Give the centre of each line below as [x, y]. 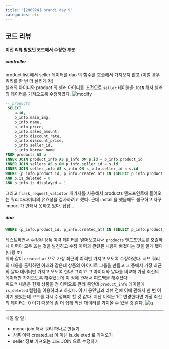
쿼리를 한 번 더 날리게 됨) [29, 81]
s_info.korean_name [35, 150]
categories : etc [22, 15]
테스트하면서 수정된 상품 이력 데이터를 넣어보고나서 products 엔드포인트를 [77, 240]
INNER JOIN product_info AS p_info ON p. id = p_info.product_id [74, 159]
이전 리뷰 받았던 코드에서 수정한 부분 [40, 50]
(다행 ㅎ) [14, 252]
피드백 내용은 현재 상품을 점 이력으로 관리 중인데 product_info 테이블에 [75, 284]
